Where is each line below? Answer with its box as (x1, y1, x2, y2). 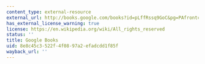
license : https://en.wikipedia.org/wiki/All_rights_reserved (6, 26, 165, 32)
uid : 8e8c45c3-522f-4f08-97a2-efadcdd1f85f (6, 43, 119, 49)
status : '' (6, 32, 34, 38)
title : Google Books (6, 37, 59, 43)
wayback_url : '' (6, 49, 48, 55)
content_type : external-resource (6, 9, 92, 15)
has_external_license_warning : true (6, 20, 99, 26)
